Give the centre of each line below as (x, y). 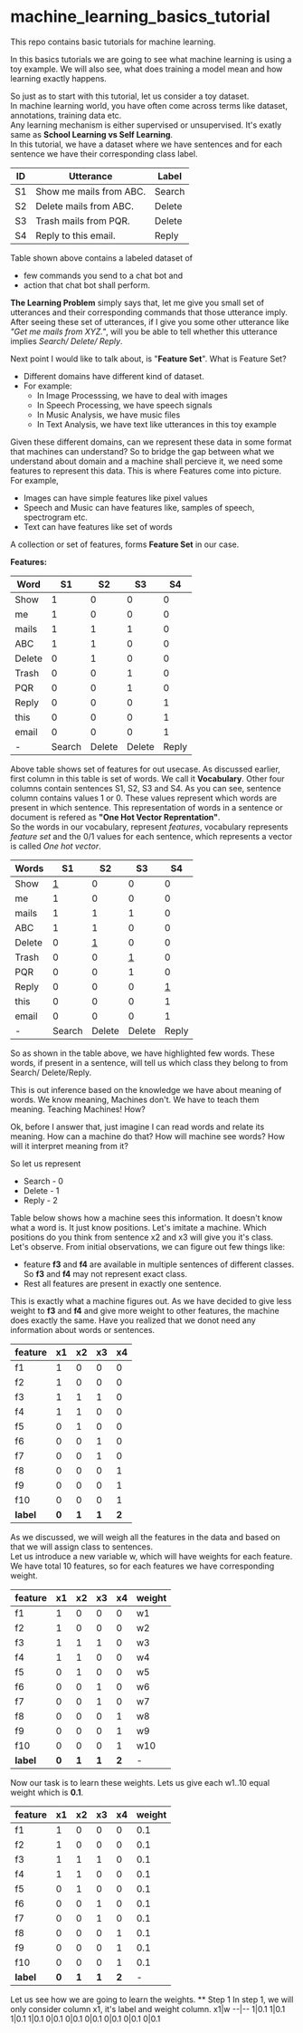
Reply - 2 (40, 1200)
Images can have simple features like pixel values (115, 498)
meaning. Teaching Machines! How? (78, 1109)
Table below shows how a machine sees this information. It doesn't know (147, 1218)
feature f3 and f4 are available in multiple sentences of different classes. (159, 1264)
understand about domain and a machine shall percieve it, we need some (147, 461)
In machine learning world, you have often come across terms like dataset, (149, 105)
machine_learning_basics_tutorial (140, 17)
